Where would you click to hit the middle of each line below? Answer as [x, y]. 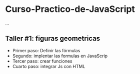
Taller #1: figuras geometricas [53, 38]
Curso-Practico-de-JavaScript [70, 9]
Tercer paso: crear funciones [42, 61]
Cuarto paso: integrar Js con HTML [49, 66]
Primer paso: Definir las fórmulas [46, 50]
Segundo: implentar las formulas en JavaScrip [60, 56]
